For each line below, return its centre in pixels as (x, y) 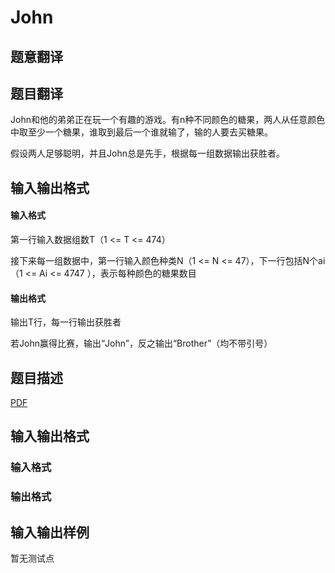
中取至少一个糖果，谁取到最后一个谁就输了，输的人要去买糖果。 (141, 132)
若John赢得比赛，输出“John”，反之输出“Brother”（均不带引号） (141, 343)
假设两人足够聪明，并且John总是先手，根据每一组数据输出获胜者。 (147, 153)
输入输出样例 (50, 532)
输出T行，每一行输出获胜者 (66, 322)
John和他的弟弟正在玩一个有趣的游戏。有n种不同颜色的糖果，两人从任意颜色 (168, 120)
